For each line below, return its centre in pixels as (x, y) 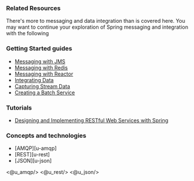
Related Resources (33, 8)
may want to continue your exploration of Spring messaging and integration (97, 27)
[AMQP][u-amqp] (35, 148)
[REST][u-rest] (32, 155)
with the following (28, 33)
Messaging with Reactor (44, 74)
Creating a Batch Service (45, 93)
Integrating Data (34, 80)
